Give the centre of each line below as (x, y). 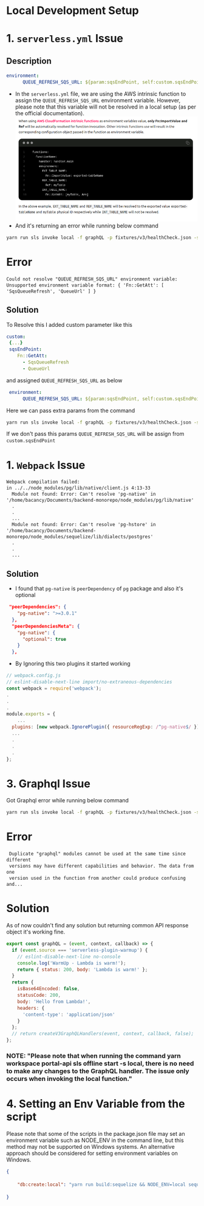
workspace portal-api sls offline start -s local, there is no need (100, 1063)
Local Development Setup (73, 11)
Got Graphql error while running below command (68, 801)
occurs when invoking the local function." (69, 1079)
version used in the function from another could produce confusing (97, 879)
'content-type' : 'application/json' (69, 1015)
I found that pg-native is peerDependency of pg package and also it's (99, 588)
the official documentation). (50, 113)
